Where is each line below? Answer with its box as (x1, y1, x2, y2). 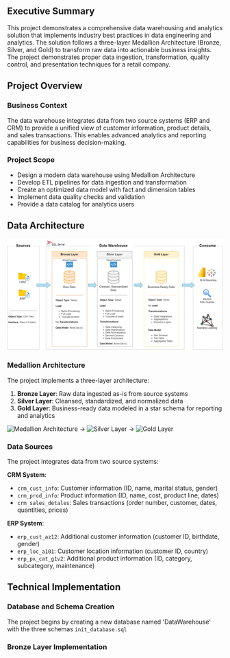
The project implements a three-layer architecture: (7, 376, 149, 384)
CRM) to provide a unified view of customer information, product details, (7, 124, 212, 132)
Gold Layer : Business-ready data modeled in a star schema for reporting (16, 404, 222, 412)
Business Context (7, 101, 68, 110)
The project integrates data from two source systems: (7, 458, 159, 466)
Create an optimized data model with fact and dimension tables (16, 185, 196, 193)
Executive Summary (7, 5, 95, 17)
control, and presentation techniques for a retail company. (7, 60, 171, 68)
